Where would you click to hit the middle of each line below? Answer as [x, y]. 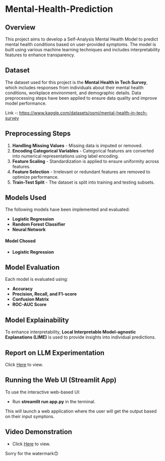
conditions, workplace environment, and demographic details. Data [73, 93]
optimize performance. [35, 177]
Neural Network [29, 230]
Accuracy [22, 289]
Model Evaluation [33, 268]
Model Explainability [37, 320]
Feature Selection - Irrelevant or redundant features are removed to [81, 172]
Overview [20, 27]
